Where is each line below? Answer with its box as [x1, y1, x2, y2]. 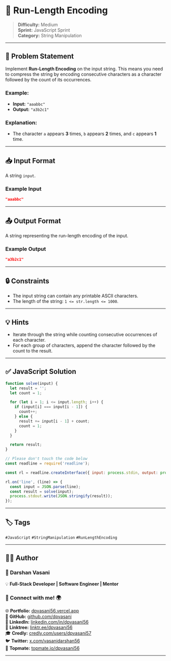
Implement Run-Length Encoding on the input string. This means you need [5, 65, 163, 72]
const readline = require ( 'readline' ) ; [5, 461, 90, 466]
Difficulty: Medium [17, 21, 58, 28]
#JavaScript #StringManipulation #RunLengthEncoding [5, 535, 118, 540]
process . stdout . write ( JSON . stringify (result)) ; [10, 494, 113, 499]
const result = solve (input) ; [10, 489, 74, 494]
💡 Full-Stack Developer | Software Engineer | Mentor [5, 581, 119, 587]
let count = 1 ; [10, 390, 42, 395]
